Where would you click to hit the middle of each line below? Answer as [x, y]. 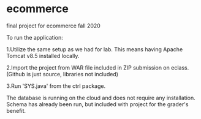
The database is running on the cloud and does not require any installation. [101, 98]
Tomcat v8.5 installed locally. [43, 56]
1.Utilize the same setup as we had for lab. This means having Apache [95, 49]
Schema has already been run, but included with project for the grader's [97, 104]
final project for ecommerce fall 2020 [54, 26]
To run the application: [35, 37]
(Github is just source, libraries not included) [62, 74]
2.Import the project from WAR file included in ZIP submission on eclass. [98, 67]
